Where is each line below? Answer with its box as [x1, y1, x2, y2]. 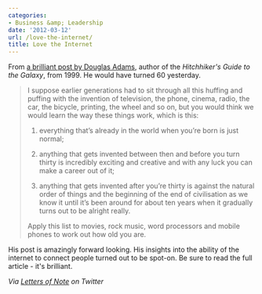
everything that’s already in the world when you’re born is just [38, 126, 239, 136]
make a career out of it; [38, 166, 115, 176]
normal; [38, 134, 64, 143]
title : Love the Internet [8, 41, 93, 49]
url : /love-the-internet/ [8, 33, 93, 42]
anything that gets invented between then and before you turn [38, 150, 240, 159]
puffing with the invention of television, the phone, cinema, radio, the [27, 94, 250, 103]
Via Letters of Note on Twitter [8, 277, 104, 286]
